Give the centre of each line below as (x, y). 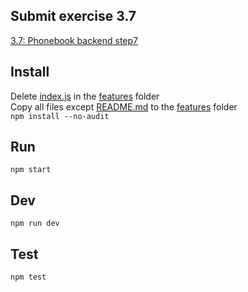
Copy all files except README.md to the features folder (124, 106)
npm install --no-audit (60, 116)
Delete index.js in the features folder (85, 96)
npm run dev (35, 224)
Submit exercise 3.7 (73, 16)
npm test (28, 277)
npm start (31, 170)
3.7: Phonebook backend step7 (74, 40)
